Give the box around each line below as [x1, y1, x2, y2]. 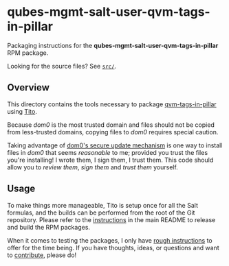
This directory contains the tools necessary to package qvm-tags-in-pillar [7, 100, 217, 108]
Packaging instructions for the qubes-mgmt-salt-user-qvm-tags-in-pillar [7, 41, 219, 49]
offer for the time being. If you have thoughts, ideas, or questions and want [7, 243, 219, 252]
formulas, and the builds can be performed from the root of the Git [7, 208, 195, 217]
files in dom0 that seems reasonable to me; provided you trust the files [7, 148, 208, 156]
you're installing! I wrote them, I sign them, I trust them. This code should [7, 156, 214, 164]
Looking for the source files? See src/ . [7, 62, 117, 70]
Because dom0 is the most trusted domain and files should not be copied [7, 121, 215, 129]
